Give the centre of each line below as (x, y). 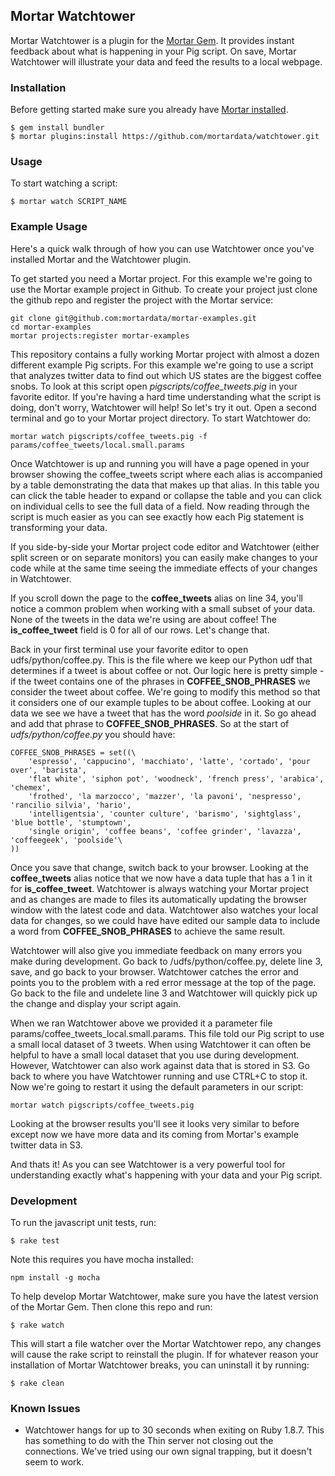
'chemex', (31, 787)
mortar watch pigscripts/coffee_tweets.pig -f (109, 436)
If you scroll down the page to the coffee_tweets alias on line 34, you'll (157, 598)
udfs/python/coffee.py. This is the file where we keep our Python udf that (161, 660)
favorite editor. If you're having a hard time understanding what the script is (166, 396)
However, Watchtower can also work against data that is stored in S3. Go (160, 1065)
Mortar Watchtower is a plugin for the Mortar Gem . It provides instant (152, 40)
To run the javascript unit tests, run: (83, 1222)
